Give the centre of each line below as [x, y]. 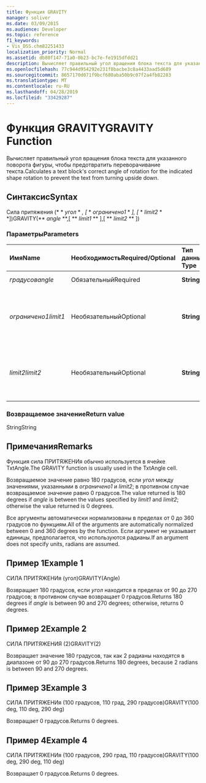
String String [21, 427]
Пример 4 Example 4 [47, 740]
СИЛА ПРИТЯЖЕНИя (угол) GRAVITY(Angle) [63, 578]
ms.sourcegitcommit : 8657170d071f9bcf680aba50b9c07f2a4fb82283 [89, 75]
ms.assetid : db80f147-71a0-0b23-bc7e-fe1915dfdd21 [72, 58]
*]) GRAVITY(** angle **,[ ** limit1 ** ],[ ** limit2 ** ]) [73, 218]
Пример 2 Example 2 [47, 629]
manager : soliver [29, 18]
